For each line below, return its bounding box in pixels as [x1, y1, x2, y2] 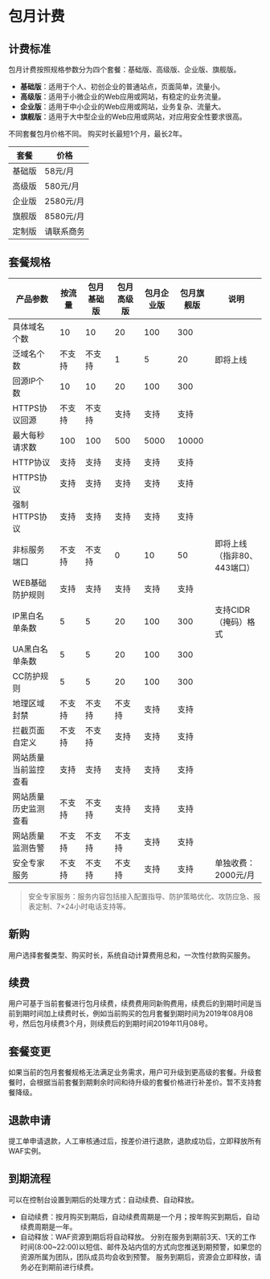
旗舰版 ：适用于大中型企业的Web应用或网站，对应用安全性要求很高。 [19, 112, 247, 121]
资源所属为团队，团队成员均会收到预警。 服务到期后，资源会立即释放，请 [19, 1252, 262, 1261]
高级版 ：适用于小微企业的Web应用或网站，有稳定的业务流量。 [19, 92, 226, 101]
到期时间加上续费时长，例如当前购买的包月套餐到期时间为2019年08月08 [14, 1009, 253, 1019]
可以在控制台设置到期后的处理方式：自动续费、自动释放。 [8, 1195, 198, 1204]
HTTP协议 [12, 456, 51, 468]
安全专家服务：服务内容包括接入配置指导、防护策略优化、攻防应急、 [27, 891, 254, 901]
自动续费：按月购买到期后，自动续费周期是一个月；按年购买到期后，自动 [19, 1212, 260, 1221]
